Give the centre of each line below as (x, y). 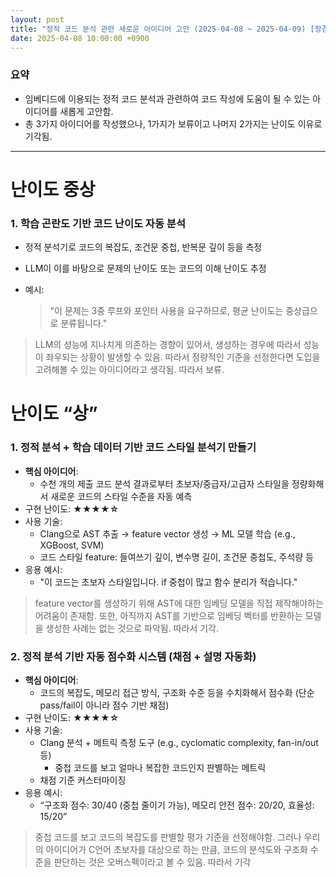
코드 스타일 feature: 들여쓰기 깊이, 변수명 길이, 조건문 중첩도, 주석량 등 (176, 557)
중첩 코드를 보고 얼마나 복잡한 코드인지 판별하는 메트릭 (160, 767)
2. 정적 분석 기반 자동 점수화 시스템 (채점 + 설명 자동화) (133, 656)
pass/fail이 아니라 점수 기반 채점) (104, 705)
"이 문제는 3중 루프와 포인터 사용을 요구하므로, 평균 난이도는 (166, 311)
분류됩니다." (84, 323)
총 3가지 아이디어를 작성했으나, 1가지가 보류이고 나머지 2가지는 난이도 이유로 (173, 123)
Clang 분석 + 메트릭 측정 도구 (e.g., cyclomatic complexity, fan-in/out (179, 742)
